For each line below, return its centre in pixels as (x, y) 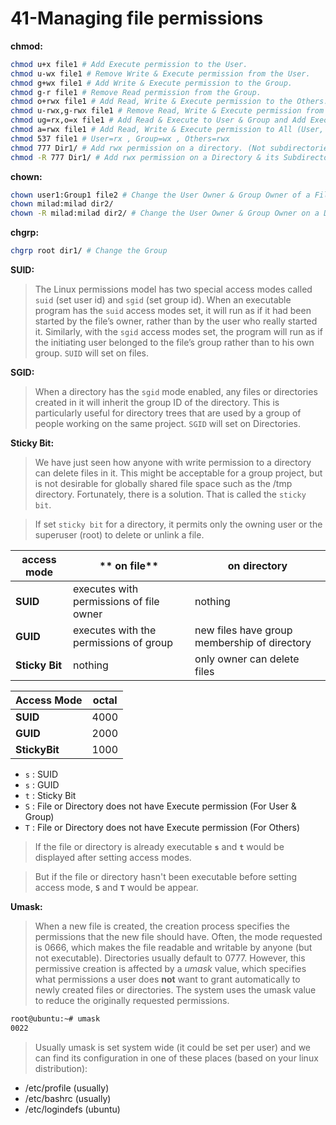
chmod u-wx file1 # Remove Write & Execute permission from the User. (160, 73)
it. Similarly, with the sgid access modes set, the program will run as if (178, 332)
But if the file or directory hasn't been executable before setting (165, 877)
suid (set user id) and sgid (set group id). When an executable (163, 300)
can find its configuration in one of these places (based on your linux (176, 1058)
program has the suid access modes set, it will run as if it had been (173, 311)
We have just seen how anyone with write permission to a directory (173, 463)
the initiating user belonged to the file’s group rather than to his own (174, 343)
